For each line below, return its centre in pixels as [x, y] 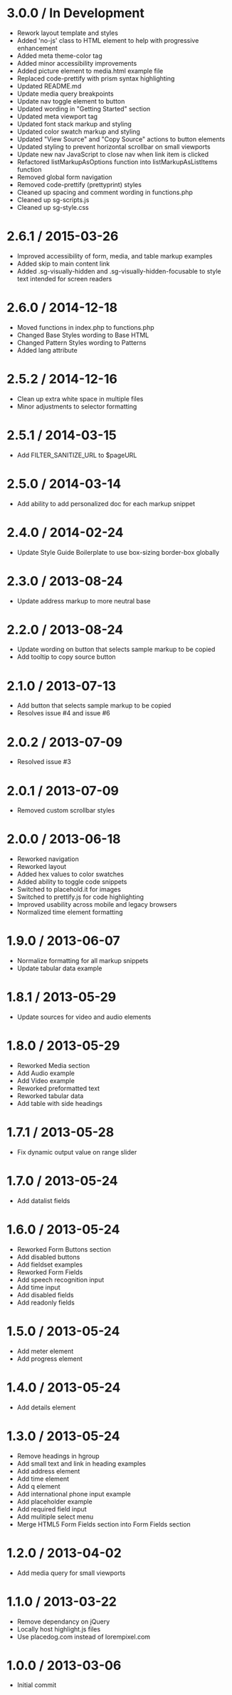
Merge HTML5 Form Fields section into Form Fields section [104, 1524]
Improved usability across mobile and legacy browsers [97, 905]
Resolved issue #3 [44, 762]
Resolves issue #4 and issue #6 [64, 713]
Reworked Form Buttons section [64, 1249]
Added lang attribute [47, 350]
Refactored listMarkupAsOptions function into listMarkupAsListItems [117, 161]
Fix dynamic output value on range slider [77, 1152]
